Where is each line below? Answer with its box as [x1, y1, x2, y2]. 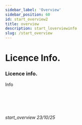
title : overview [5, 21, 39, 27]
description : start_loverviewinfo [5, 26, 77, 31]
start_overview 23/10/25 [5, 114, 55, 120]
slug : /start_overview [5, 31, 52, 36]
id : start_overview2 [5, 17, 48, 22]
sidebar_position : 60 [5, 12, 50, 17]
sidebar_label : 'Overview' [5, 7, 61, 13]
